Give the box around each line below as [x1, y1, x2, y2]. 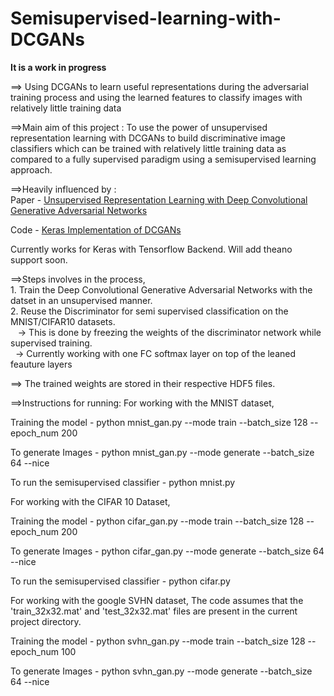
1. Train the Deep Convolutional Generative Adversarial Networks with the [10, 283, 313, 296]
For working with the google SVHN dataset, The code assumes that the [10, 594, 304, 606]
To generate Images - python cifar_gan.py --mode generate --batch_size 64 [10, 545, 325, 557]
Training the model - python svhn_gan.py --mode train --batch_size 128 [10, 635, 306, 647]
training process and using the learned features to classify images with [10, 91, 303, 103]
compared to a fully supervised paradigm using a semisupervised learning [10, 153, 317, 165]
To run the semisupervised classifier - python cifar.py [10, 575, 231, 587]
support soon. [10, 253, 68, 266]
